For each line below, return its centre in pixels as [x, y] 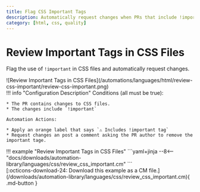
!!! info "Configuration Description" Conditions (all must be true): [85, 93]
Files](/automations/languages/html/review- [139, 80]
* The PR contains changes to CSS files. [58, 104]
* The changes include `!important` [51, 109]
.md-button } [22, 183]
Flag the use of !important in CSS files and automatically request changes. [98, 69]
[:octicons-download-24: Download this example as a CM [77, 171]
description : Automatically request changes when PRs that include [92, 17]
